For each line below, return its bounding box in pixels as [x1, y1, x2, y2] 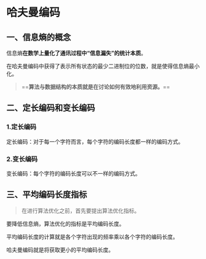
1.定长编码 [6, 123, 37, 131]
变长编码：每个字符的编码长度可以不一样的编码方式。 [6, 169, 141, 177]
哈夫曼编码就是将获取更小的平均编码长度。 [6, 246, 114, 253]
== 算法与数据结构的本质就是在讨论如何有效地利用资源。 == [21, 83, 170, 90]
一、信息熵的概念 [6, 32, 71, 42]
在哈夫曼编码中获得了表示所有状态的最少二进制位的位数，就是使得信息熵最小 [6, 63, 200, 69]
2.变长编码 [6, 155, 38, 163]
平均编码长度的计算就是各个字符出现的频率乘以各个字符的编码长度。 [6, 233, 178, 240]
